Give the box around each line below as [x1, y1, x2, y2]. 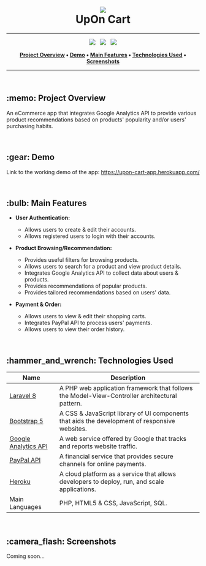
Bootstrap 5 [9, 417, 44, 426]
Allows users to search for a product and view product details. [24, 263, 182, 270]
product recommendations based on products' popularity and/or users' [6, 116, 186, 123]
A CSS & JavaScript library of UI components [59, 409, 189, 418]
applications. [59, 485, 96, 494]
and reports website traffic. [59, 442, 138, 451]
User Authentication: [15, 214, 71, 221]
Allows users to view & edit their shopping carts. [24, 313, 147, 320]
